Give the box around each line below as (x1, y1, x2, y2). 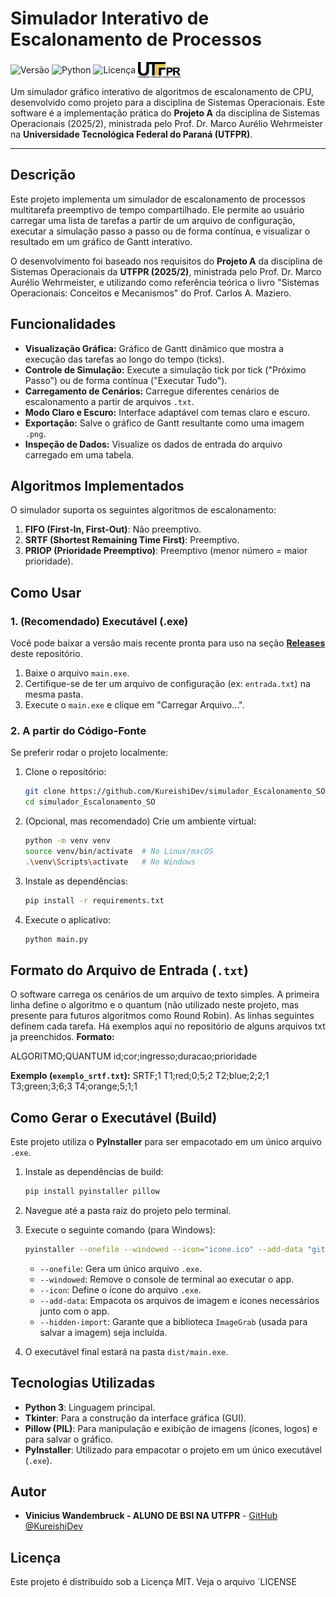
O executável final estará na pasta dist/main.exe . (24, 1345, 229, 1357)
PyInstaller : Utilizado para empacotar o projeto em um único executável (24, 1443, 323, 1456)
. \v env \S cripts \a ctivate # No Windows (24, 857, 196, 867)
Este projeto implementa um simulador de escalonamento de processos (10, 193, 306, 205)
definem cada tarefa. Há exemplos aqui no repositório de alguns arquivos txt (10, 1020, 326, 1032)
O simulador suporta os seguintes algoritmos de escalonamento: (10, 504, 277, 516)
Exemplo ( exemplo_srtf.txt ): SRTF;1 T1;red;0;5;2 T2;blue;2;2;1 (10, 1070, 270, 1082)
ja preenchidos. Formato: (10, 1031, 115, 1043)
